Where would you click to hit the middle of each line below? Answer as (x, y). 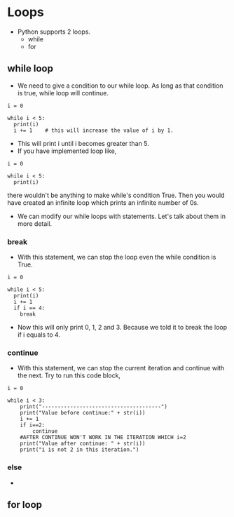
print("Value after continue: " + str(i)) (83, 444)
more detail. (35, 223)
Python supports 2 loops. (54, 32)
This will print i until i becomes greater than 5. (83, 143)
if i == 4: (29, 308)
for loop (25, 505)
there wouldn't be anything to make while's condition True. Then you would (116, 195)
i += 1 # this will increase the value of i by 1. (94, 130)
